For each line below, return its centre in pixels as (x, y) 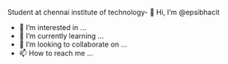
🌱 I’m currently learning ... (61, 36)
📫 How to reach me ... (56, 53)
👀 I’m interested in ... (53, 27)
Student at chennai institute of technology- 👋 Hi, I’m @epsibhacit (114, 12)
